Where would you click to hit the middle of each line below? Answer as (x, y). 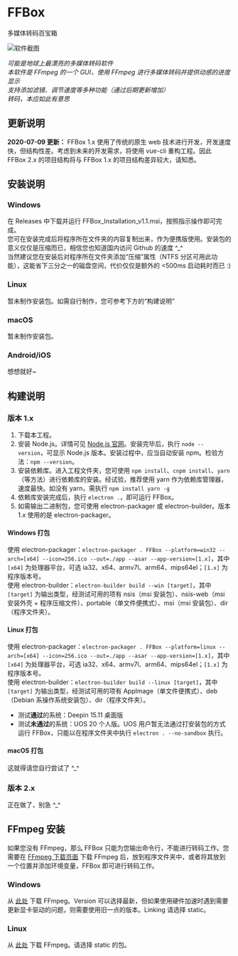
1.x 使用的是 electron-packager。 (66, 515)
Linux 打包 (23, 630)
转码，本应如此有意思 (38, 99)
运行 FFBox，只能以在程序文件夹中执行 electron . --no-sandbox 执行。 (122, 733)
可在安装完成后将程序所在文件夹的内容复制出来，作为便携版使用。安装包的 (122, 239)
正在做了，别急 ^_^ (34, 804)
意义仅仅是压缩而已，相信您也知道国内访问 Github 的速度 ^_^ (95, 248)
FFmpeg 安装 (36, 829)
